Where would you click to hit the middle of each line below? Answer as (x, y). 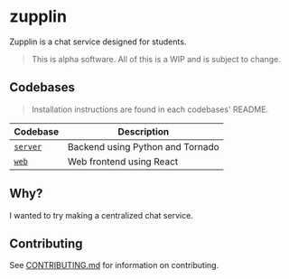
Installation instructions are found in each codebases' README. (150, 109)
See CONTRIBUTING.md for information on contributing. (114, 265)
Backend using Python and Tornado (143, 146)
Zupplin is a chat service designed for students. (98, 42)
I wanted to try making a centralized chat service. (102, 215)
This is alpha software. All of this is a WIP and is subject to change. (156, 59)
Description (144, 131)
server (28, 147)
